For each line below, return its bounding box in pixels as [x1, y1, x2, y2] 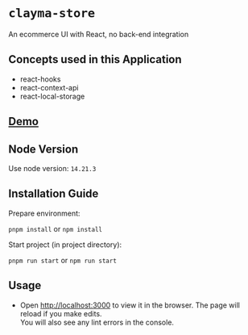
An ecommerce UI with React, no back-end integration [8, 29, 189, 39]
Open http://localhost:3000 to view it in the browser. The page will [19, 300, 240, 310]
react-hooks [19, 74, 61, 84]
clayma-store [8, 6, 95, 21]
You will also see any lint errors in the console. [19, 317, 175, 327]
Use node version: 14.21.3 [8, 163, 97, 173]
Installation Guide [8, 187, 99, 201]
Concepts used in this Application [8, 52, 183, 66]
